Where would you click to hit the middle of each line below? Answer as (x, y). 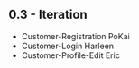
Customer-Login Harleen (68, 46)
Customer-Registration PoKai (75, 36)
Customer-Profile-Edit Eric (71, 55)
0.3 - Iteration (48, 15)
